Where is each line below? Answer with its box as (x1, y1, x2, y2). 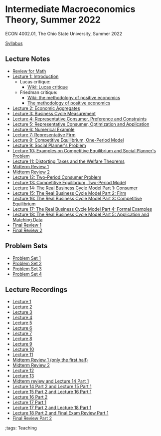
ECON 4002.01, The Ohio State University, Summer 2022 (5, 30, 122, 36)
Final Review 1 (12, 222, 41, 228)
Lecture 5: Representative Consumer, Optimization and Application (12, 121, 150, 127)
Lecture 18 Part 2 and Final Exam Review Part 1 (12, 410, 109, 416)
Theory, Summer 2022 (5, 14, 101, 25)
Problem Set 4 (12, 271, 42, 277)
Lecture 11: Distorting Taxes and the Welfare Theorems (12, 158, 125, 164)
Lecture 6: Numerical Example (12, 126, 75, 132)
